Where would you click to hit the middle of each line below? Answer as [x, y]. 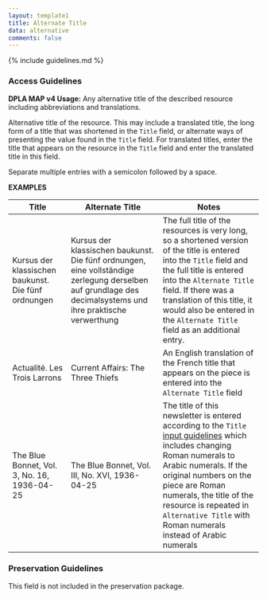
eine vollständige [103, 270]
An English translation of [208, 353]
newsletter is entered [202, 415]
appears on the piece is [206, 373]
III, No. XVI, [91, 475]
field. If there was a [198, 290]
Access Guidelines [45, 81]
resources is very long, [205, 230]
